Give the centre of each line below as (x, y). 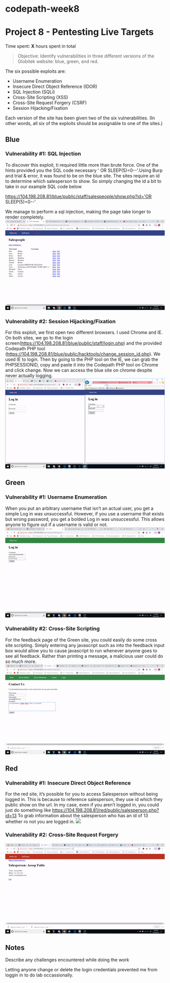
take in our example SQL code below (44, 187)
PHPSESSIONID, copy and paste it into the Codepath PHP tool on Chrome (82, 365)
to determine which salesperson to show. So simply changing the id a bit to (83, 181)
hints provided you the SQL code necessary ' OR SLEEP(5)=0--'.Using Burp (84, 170)
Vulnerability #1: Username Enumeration (56, 497)
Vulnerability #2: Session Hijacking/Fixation (60, 321)
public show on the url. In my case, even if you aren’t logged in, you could (82, 805)
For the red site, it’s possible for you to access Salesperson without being (82, 794)
